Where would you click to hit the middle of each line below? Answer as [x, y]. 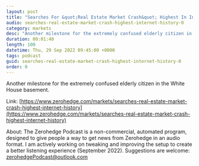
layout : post [22, 12]
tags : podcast [24, 56]
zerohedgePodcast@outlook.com [47, 157]
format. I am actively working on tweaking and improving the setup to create [99, 144]
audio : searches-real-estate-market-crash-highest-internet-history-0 [95, 23]
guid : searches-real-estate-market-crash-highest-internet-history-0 [94, 61]
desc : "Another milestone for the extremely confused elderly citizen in [99, 34]
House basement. [28, 90]
